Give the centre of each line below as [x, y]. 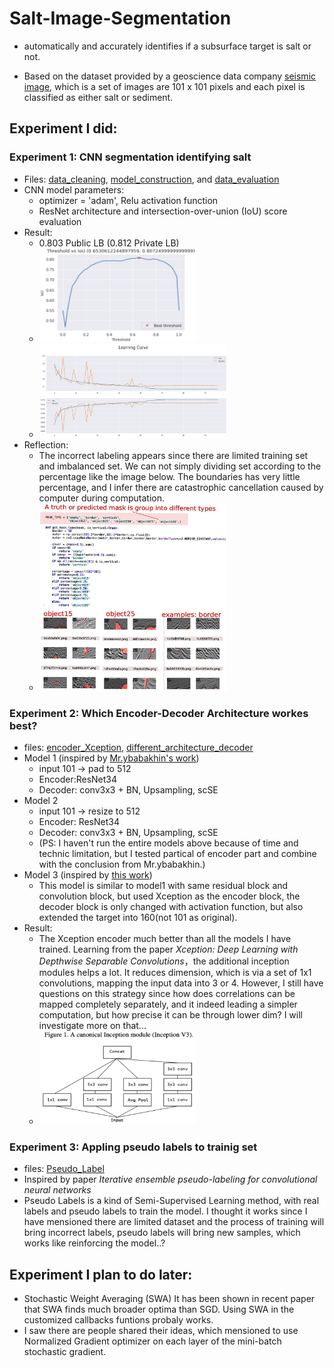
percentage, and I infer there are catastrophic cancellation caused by [181, 487]
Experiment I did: [63, 128]
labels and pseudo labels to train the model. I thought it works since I [165, 1211]
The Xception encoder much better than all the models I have [165, 938]
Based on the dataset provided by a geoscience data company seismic [170, 76]
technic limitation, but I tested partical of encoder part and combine [177, 853]
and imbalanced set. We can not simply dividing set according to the [180, 466]
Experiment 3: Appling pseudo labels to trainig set [133, 1147]
